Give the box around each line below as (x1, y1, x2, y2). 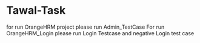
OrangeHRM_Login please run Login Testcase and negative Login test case (6, 29, 195, 36)
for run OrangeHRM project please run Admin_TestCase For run (6, 23, 165, 30)
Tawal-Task (6, 4, 66, 17)
